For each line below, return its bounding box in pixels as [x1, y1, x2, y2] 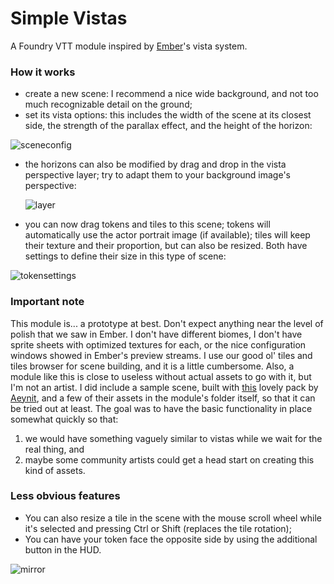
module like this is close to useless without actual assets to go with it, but [10, 370, 312, 382]
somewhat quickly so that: [10, 413, 119, 425]
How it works [10, 65, 76, 79]
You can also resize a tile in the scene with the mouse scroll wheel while [24, 512, 322, 524]
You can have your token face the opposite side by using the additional [24, 533, 318, 545]
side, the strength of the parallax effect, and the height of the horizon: [24, 120, 313, 132]
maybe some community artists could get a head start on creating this [24, 453, 315, 466]
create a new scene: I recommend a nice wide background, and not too [24, 88, 319, 100]
